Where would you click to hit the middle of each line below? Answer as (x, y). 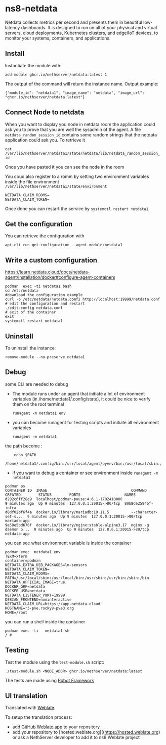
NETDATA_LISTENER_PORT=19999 (35, 595)
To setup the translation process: (39, 717)
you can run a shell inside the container (45, 621)
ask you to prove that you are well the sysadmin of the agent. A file (73, 130)
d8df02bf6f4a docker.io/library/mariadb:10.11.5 (57, 512)
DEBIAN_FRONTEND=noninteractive (38, 599)
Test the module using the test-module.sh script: (55, 662)
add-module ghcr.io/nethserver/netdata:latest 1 (56, 75)
